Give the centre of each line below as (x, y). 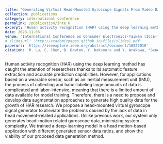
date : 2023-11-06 (23, 32)
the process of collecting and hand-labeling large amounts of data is (73, 84)
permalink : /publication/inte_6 (38, 23)
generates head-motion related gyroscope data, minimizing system (72, 120)
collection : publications (31, 14)
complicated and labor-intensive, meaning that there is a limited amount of (79, 90)
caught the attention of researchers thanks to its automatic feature (71, 69)
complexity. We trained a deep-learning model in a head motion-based (76, 126)
